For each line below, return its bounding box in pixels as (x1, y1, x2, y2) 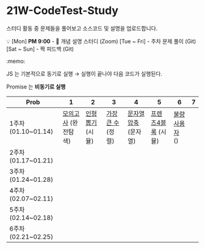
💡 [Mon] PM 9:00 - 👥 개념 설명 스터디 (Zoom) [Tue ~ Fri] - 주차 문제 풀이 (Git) (6, 37, 196, 45)
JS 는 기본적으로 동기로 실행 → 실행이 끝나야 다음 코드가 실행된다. (6, 70, 163, 77)
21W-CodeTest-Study (6, 4, 119, 18)
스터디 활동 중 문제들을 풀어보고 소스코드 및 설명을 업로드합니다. (6, 24, 158, 32)
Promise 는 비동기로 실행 (6, 83, 66, 90)
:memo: (6, 57, 26, 65)
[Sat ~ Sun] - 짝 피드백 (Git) (6, 45, 74, 52)
